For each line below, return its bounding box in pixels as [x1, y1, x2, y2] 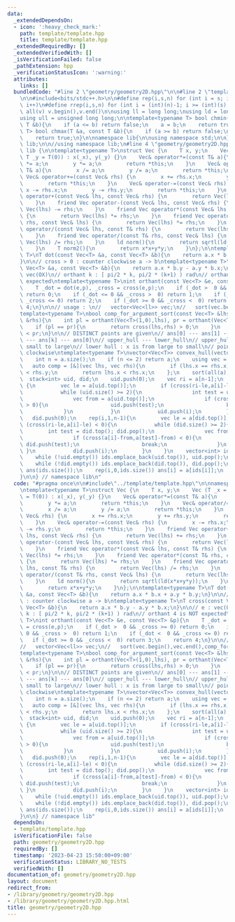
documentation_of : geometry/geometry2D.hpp [7, 871, 136, 878]
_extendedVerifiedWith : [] [13, 50, 92, 57]
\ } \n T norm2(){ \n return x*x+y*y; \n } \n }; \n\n [20, 245, 215, 253]
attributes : [13, 75, 49, 83]
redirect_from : [7, 885, 52, 892]
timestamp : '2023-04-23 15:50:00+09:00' [13, 852, 133, 859]
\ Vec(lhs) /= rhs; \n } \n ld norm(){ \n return [20, 239, 199, 246]
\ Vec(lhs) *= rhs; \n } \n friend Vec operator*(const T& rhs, [20, 552, 224, 559]
